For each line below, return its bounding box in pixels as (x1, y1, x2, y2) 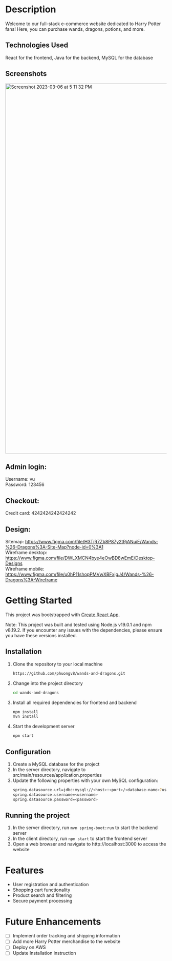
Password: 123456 (5, 481, 45, 488)
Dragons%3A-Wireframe (5, 577, 58, 583)
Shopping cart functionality (12, 887, 71, 893)
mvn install (12, 714, 38, 719)
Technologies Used (5, 41, 68, 50)
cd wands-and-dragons (12, 690, 59, 695)
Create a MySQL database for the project (12, 761, 100, 767)
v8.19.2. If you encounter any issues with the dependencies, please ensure (5, 627, 163, 633)
